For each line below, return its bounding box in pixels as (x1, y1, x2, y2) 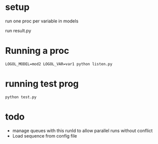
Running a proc (5, 45, 69, 56)
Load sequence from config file (12, 133, 77, 139)
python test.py (5, 94, 37, 100)
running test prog (5, 78, 79, 90)
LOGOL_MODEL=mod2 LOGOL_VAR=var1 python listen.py (5, 61, 113, 66)
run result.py (5, 27, 31, 33)
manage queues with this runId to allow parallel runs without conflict (12, 128, 153, 134)
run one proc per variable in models (5, 18, 79, 24)
